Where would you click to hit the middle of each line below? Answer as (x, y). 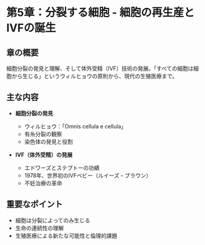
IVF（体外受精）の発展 (44, 155)
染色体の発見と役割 (49, 141)
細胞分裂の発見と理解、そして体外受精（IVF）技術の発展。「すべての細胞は (100, 68)
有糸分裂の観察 (43, 134)
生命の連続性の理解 (39, 228)
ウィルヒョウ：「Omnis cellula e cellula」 (75, 126)
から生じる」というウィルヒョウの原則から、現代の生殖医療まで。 (95, 76)
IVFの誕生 (31, 28)
